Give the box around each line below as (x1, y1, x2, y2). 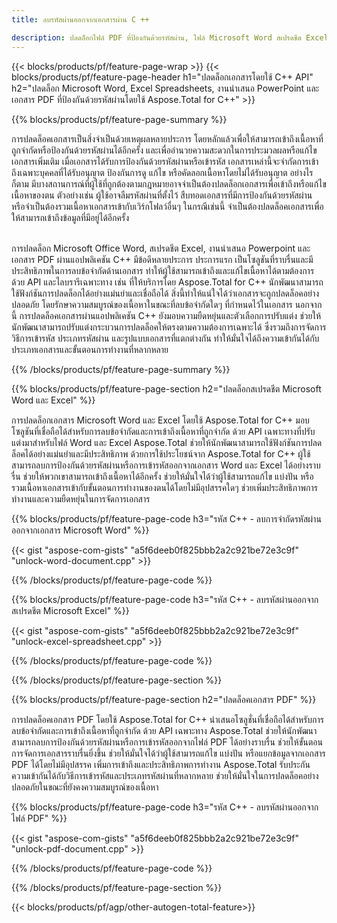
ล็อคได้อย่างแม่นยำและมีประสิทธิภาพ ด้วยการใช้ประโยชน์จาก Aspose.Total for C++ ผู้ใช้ (11, 447, 311, 460)
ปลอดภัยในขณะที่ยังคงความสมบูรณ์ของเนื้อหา (11, 781, 159, 793)
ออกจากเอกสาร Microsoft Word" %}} (11, 524, 150, 536)
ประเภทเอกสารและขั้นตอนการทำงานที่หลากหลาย (11, 343, 169, 355)
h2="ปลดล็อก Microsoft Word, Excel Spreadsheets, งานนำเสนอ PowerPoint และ (11, 82, 320, 94)
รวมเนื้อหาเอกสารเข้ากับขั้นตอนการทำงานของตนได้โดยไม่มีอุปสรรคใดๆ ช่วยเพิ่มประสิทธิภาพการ (11, 481, 318, 493)
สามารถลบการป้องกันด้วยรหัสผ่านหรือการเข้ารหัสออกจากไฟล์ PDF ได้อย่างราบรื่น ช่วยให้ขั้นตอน (11, 736, 323, 748)
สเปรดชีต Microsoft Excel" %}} (11, 604, 130, 616)
